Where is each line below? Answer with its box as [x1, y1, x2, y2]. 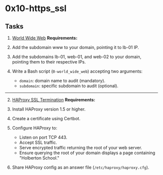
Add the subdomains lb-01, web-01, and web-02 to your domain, [12, 54, 142, 60]
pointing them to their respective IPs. [12, 59, 86, 64]
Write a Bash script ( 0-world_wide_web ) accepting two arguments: [12, 68, 143, 74]
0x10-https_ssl [5, 3, 67, 14]
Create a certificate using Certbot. [12, 116, 81, 121]
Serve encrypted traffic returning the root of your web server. [19, 145, 142, 150]
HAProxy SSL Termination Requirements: [12, 97, 96, 102]
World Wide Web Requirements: [12, 35, 78, 41]
